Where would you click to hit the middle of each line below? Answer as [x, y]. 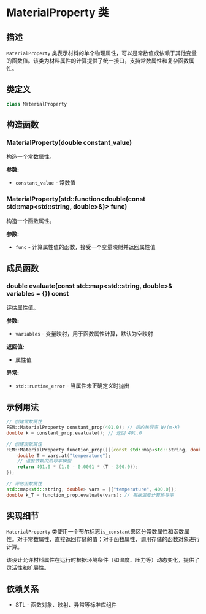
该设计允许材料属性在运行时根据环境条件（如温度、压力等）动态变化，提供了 [103, 560]
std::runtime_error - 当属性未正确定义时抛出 [72, 386]
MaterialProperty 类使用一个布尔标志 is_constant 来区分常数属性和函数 [95, 532]
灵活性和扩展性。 [28, 567]
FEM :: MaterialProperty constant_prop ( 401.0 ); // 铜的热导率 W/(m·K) [93, 428]
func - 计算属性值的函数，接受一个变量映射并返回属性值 [85, 247]
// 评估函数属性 [24, 484]
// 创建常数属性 [24, 422]
